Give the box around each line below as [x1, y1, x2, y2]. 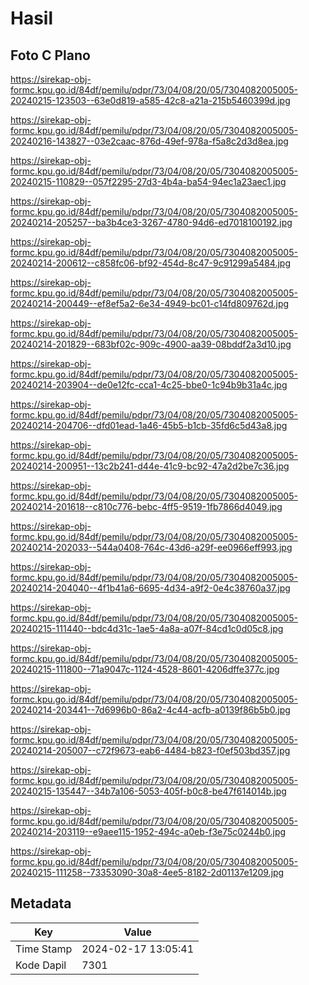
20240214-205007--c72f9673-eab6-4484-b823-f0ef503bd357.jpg [10, 745, 291, 756]
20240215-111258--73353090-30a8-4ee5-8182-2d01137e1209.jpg [10, 867, 285, 878]
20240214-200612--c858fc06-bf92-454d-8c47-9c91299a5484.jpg [10, 257, 292, 269]
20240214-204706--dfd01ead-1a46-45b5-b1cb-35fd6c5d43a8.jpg [10, 420, 288, 431]
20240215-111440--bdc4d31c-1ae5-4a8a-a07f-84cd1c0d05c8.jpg [10, 623, 284, 634]
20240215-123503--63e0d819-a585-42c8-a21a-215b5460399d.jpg [10, 95, 291, 106]
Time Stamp [15, 942, 73, 956]
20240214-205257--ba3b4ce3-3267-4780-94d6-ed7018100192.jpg [10, 217, 293, 228]
